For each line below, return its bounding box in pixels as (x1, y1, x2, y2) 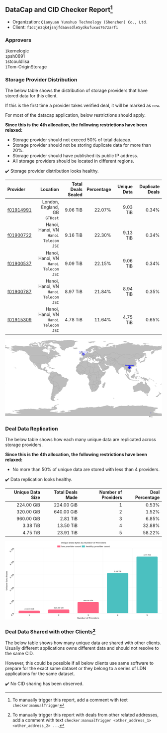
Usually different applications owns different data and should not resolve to (5, 645, 159, 651)
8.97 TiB (65, 288, 83, 294)
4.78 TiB (65, 317, 83, 323)
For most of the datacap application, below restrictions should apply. (5, 112, 146, 118)
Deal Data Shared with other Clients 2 (5, 627, 96, 635)
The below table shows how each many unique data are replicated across (5, 436, 156, 442)
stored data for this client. (5, 93, 58, 99)
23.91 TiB (57, 529, 78, 535)
